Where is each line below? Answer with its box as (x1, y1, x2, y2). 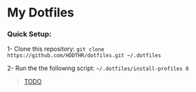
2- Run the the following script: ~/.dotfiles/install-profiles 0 (7, 64, 189, 73)
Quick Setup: (7, 30, 52, 39)
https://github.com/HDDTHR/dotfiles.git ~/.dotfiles (7, 52, 162, 59)
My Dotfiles (7, 5, 74, 21)
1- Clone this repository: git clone (7, 45, 105, 53)
